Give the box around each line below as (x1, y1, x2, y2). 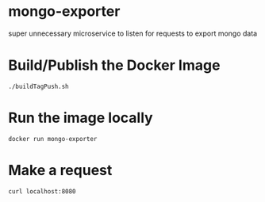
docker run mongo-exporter (8, 135, 98, 143)
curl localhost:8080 (8, 187, 77, 196)
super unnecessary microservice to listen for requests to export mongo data (8, 29, 258, 38)
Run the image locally (8, 109, 153, 127)
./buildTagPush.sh (8, 82, 69, 90)
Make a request (8, 162, 113, 179)
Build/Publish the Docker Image (8, 56, 221, 74)
